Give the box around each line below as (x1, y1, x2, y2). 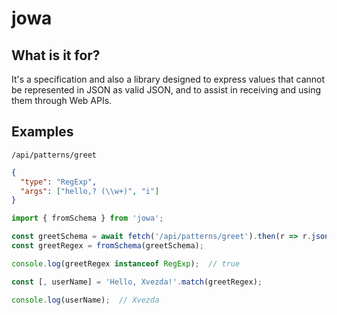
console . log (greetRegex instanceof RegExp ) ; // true (11, 258, 241, 269)
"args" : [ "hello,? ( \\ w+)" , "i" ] (20, 186, 160, 196)
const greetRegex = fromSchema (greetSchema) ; (11, 241, 204, 251)
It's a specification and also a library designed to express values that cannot (11, 73, 326, 85)
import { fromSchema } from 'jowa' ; (11, 213, 164, 224)
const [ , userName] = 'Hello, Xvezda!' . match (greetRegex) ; (11, 277, 263, 287)
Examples (11, 123, 74, 141)
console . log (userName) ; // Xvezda (11, 295, 160, 305)
